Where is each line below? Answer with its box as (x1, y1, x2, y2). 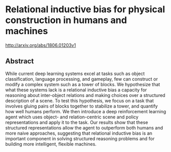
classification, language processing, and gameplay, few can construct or (5, 75, 158, 82)
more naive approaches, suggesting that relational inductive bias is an (5, 130, 153, 136)
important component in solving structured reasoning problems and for (5, 135, 155, 141)
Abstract (5, 57, 34, 66)
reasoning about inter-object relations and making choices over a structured (5, 92, 166, 98)
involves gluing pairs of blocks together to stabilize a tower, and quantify (5, 103, 158, 109)
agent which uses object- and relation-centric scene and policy (5, 114, 139, 120)
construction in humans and (5, 14, 127, 26)
